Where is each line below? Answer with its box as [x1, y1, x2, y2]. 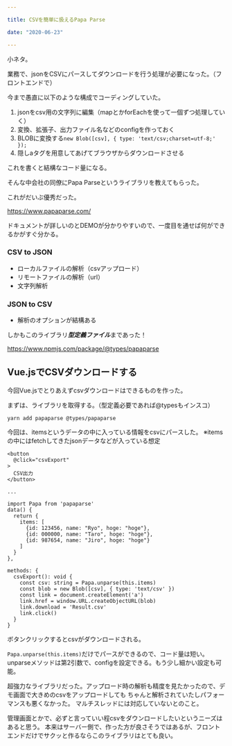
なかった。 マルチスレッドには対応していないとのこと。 [43, 699, 203, 707]
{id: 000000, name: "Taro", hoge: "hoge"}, [25, 531, 154, 538]
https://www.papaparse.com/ [7, 206, 91, 215]
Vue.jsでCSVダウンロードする [7, 366, 137, 379]
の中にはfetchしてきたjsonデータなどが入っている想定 [7, 436, 161, 445]
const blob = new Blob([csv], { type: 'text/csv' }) [19, 585, 175, 592]
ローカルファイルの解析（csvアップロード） [17, 264, 143, 272]
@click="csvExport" [13, 456, 70, 463]
